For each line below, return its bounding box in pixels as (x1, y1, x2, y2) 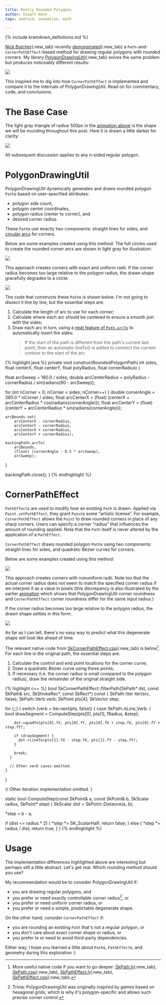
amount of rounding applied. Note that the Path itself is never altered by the (5, 526, 159, 532)
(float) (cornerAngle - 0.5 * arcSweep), (14, 449, 100, 454)
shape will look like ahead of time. (5, 635, 74, 641)
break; (14, 750, 28, 755)
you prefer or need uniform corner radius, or (12, 900, 103, 906)
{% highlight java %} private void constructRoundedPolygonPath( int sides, (5, 359, 158, 366)
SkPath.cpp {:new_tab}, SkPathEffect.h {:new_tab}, (12, 969, 114, 975)
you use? (5, 870, 24, 875)
